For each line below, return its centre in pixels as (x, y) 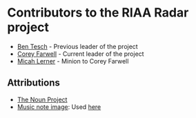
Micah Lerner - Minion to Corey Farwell (73, 61)
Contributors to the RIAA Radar (98, 13)
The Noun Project (42, 99)
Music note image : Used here (59, 107)
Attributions (34, 83)
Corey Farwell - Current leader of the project (80, 54)
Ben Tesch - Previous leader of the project (77, 46)
